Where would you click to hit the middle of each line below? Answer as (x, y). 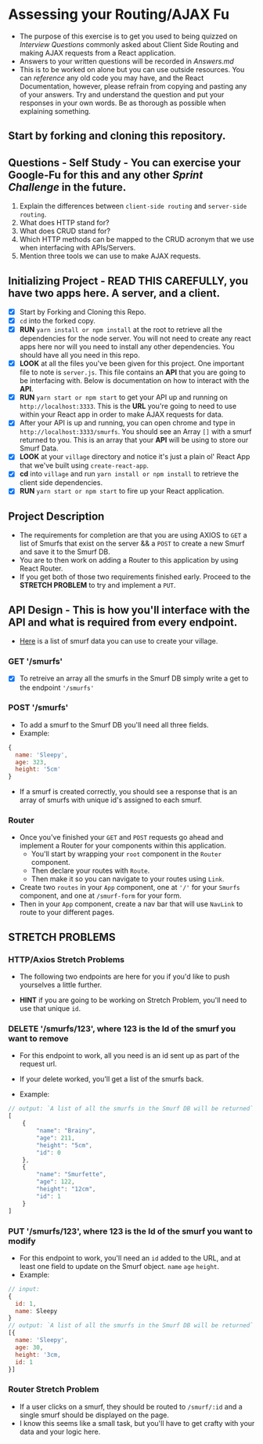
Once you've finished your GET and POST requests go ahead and (121, 837)
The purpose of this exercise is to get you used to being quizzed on (128, 36)
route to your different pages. (67, 913)
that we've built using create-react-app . (84, 465)
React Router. (41, 569)
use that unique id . (50, 1008)
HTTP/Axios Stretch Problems (67, 959)
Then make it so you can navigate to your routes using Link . (128, 879)
